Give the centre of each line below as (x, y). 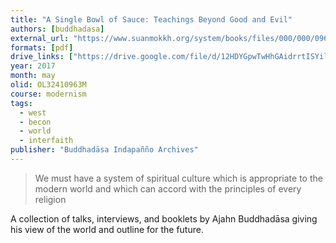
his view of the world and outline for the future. (107, 229)
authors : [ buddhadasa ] (57, 29)
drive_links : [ (42, 57)
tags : (21, 103)
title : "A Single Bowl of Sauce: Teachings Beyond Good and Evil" (151, 19)
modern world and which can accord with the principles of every (168, 188)
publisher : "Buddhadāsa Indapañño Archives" (104, 150)
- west (33, 112)
